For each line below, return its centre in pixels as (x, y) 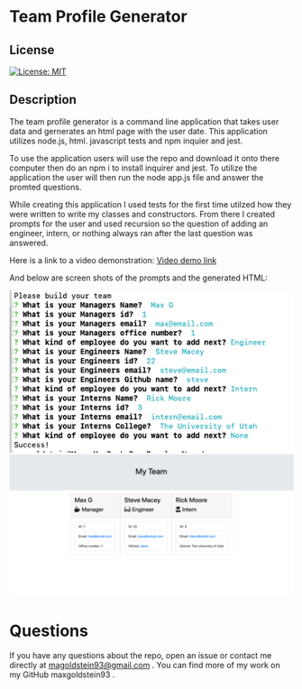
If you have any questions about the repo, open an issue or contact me (141, 656)
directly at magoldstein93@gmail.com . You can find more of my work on (145, 666)
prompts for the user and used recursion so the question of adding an (139, 224)
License (32, 50)
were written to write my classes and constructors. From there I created (142, 214)
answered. (29, 243)
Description (43, 100)
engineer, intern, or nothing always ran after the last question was (131, 233)
